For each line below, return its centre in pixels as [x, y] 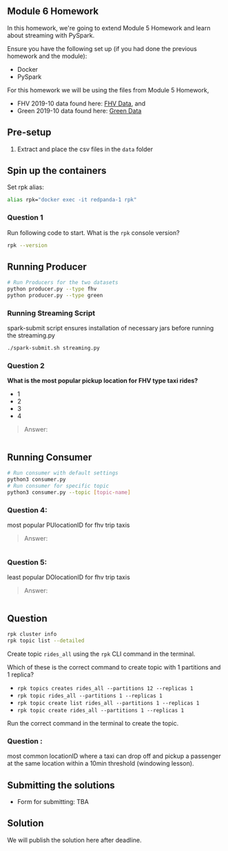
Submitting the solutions [61, 785]
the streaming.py [31, 336]
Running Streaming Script [51, 313]
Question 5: [27, 562]
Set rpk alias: [26, 187]
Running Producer [47, 267]
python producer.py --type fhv [52, 289]
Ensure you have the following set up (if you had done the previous [102, 48]
